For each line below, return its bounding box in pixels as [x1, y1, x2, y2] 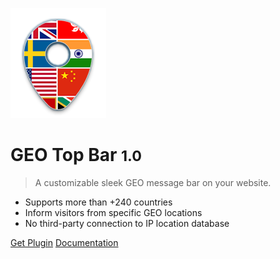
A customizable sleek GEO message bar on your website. [34, 176, 272, 188]
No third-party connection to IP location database [24, 217, 230, 229]
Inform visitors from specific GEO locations [24, 206, 203, 218]
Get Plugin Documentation [10, 236, 119, 248]
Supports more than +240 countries [24, 196, 173, 208]
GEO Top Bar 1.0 [10, 144, 142, 167]
